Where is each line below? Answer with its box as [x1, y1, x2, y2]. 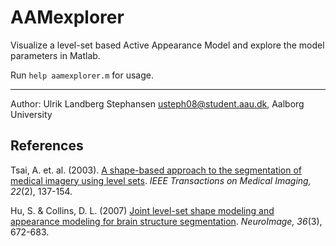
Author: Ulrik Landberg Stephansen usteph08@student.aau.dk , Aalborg [10, 97, 305, 110]
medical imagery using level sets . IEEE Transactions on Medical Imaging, [10, 174, 312, 186]
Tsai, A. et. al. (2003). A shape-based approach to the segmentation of [10, 164, 303, 176]
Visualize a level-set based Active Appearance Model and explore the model [10, 39, 325, 51]
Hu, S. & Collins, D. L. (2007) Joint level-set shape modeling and [10, 204, 275, 216]
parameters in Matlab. [10, 49, 101, 61]
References [10, 137, 84, 155]
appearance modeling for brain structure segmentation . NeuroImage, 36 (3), [10, 215, 323, 227]
